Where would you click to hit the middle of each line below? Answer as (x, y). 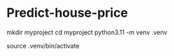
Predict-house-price (67, 13)
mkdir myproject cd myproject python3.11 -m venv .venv (87, 32)
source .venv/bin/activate (43, 45)
